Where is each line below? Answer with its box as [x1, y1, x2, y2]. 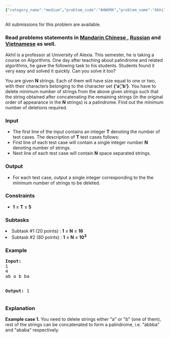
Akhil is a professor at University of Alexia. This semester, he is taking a [5, 52, 154, 58]
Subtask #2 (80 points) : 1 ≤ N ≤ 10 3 [12, 233, 87, 240]
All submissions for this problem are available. [5, 21, 101, 27]
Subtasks [5, 216, 29, 223]
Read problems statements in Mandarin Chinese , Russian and [5, 34, 161, 41]
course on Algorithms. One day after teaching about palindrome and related [5, 57, 163, 63]
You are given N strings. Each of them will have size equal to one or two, [5, 77, 156, 83]
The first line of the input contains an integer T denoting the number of [12, 129, 160, 135]
